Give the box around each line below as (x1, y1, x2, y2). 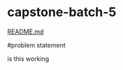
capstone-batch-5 (7, 4, 117, 20)
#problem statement (7, 41, 66, 49)
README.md (7, 27, 44, 36)
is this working (7, 54, 50, 63)
